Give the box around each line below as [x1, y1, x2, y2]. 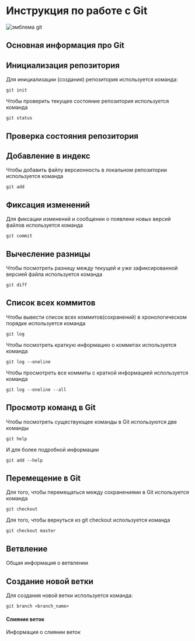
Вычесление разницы [6, 249, 90, 259]
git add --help [6, 457, 43, 463]
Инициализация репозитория [6, 60, 120, 70]
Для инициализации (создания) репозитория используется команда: [6, 76, 178, 83]
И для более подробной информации [6, 446, 99, 453]
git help [6, 435, 27, 442]
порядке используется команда [6, 319, 86, 326]
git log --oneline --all [6, 387, 67, 393]
